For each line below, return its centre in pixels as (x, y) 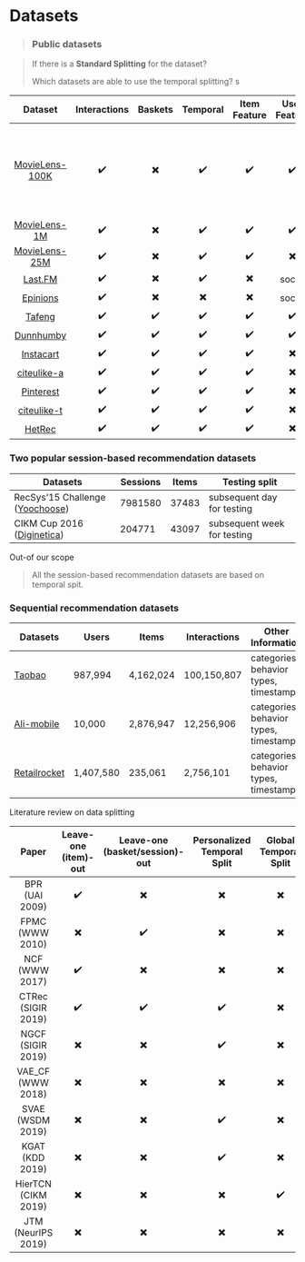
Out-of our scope (42, 557)
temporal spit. (58, 584)
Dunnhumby (40, 335)
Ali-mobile (37, 724)
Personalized (222, 840)
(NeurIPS (34, 1233)
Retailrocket (39, 773)
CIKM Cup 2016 (49, 523)
